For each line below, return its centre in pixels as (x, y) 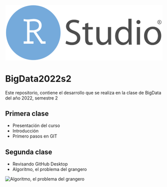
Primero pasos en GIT (35, 136)
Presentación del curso (36, 125)
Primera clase (27, 114)
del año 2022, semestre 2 (32, 98)
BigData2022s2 (38, 79)
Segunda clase (29, 152)
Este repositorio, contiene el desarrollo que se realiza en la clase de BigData (83, 92)
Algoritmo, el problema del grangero (50, 169)
